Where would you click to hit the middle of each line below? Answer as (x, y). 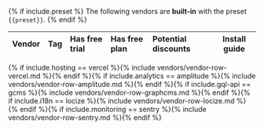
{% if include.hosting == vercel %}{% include (82, 67)
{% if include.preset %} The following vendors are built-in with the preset (128, 11)
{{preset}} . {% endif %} (48, 20)
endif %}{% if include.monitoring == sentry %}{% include (113, 109)
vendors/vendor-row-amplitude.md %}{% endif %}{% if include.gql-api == (130, 84)
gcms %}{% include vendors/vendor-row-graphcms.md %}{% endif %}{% (129, 92)
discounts (171, 49)
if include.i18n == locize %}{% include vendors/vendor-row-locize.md (121, 101)
